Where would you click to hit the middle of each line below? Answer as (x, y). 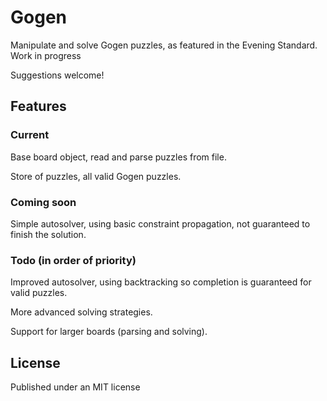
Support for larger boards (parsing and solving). (109, 332)
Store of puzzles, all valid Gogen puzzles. (96, 176)
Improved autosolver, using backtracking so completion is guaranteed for (161, 282)
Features (38, 106)
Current (30, 135)
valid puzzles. (39, 293)
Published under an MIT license (75, 387)
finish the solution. (48, 234)
